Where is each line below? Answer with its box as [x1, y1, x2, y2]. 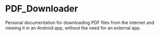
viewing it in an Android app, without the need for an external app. [5, 24, 141, 30]
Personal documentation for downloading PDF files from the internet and [5, 19, 155, 25]
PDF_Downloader [5, 3, 78, 14]
